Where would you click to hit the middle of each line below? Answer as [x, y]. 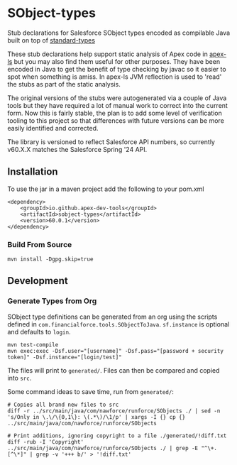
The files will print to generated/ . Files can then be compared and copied [114, 370]
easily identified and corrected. [53, 128]
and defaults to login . [39, 332]
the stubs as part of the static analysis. [64, 84]
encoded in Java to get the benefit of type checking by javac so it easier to [117, 69]
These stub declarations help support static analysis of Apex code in [108, 54]
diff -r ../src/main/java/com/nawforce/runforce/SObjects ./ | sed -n [114, 411]
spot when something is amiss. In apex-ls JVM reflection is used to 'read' [115, 77]
